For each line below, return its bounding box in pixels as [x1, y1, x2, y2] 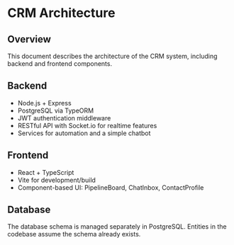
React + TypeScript [17, 168, 74, 176]
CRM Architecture [7, 5, 116, 21]
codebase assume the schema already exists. [7, 230, 141, 239]
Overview [7, 33, 52, 45]
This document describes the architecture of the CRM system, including [7, 52, 218, 60]
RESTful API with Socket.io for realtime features [17, 121, 157, 130]
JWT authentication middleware [17, 113, 111, 122]
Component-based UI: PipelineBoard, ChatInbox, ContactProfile [17, 183, 204, 192]
